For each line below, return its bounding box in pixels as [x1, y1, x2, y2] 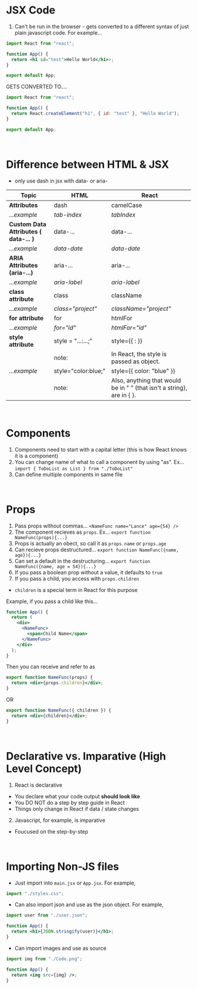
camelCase [111, 201, 142, 209]
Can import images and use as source [14, 944, 107, 951]
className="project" [111, 304, 171, 313]
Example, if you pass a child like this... [6, 598, 98, 605]
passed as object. [111, 357, 160, 365]
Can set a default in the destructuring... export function [14, 557, 151, 564]
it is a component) [14, 452, 59, 459]
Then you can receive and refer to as [6, 663, 96, 670]
